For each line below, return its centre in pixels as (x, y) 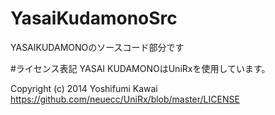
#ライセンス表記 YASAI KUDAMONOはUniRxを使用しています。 (140, 68)
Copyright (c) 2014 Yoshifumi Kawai (84, 88)
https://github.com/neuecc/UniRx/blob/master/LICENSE (125, 99)
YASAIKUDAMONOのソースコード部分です (97, 47)
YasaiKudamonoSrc (94, 18)
